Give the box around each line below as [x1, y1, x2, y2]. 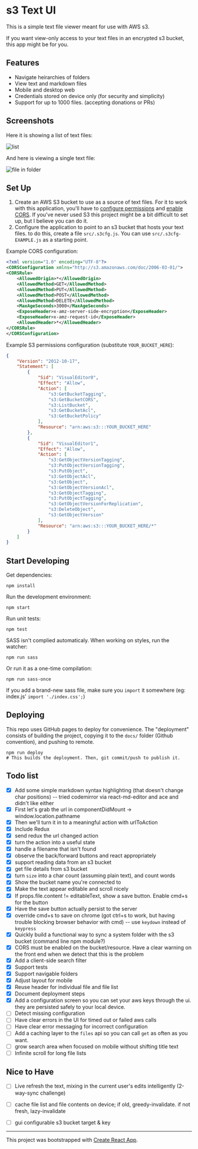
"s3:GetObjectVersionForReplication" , [48, 501, 144, 507]
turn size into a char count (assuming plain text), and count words [14, 872, 176, 879]
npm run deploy [6, 750, 44, 756]
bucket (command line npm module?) [14, 938, 105, 945]
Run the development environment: [6, 593, 91, 600]
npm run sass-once [6, 676, 51, 682]
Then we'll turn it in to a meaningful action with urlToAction [14, 819, 158, 826]
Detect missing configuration [14, 1010, 85, 1017]
